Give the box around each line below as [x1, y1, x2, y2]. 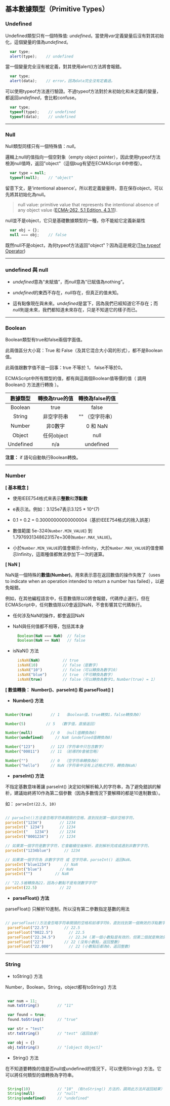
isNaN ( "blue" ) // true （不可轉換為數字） [17, 672, 115, 677]
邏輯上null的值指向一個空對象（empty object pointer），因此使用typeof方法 [5, 154, 161, 160]
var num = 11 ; [7, 998, 37, 1003]
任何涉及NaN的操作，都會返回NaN [12, 612, 84, 618]
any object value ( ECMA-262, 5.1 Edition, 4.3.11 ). [17, 207, 118, 213]
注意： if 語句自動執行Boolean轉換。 [5, 454, 81, 461]
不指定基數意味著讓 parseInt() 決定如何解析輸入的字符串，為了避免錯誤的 [5, 783, 157, 789]
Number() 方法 [12, 698, 44, 704]
